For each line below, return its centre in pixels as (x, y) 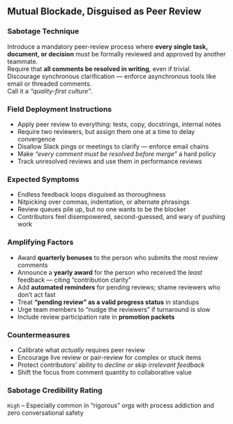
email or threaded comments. (50, 84)
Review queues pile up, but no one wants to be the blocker (102, 209)
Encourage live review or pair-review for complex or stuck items (109, 357)
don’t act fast (36, 294)
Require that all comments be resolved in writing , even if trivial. (99, 68)
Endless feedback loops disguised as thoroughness (91, 195)
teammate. (23, 61)
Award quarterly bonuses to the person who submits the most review (118, 257)
